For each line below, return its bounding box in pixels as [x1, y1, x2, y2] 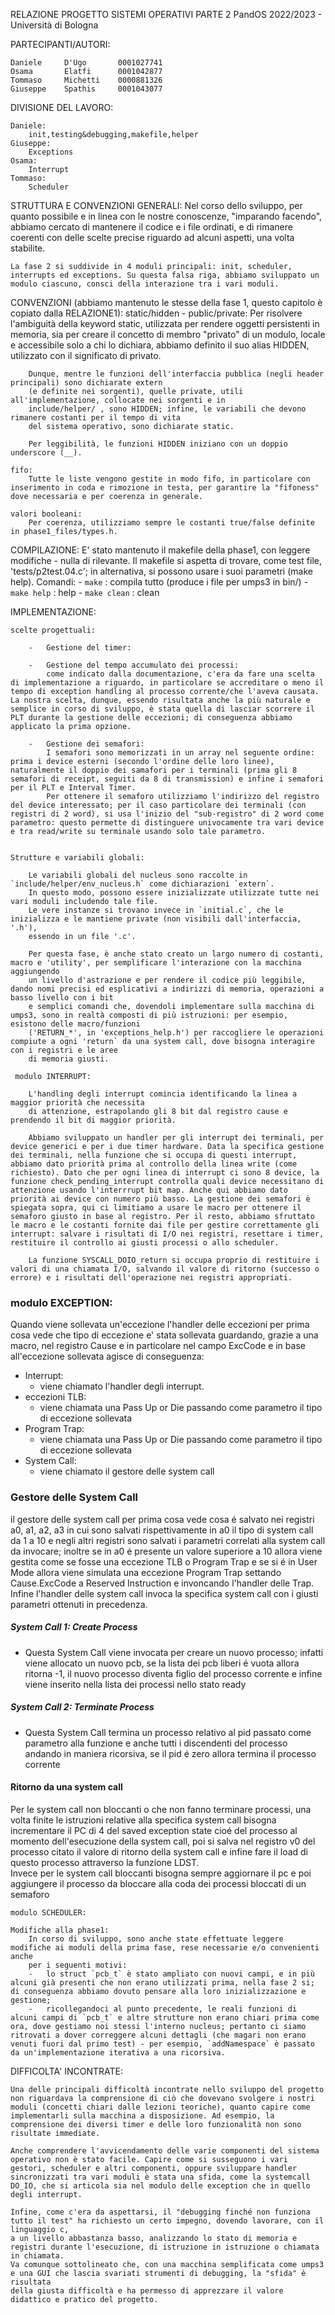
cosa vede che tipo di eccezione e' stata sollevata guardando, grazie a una [10, 1329, 319, 1341]
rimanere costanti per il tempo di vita [10, 413, 182, 423]
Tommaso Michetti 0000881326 [10, 75, 163, 85]
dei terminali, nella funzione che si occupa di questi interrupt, [10, 1150, 298, 1160]
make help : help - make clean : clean [10, 587, 160, 598]
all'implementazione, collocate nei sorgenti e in [10, 395, 226, 405]
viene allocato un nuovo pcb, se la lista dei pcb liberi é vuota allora [24, 1657, 300, 1669]
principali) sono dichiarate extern [10, 378, 163, 388]
